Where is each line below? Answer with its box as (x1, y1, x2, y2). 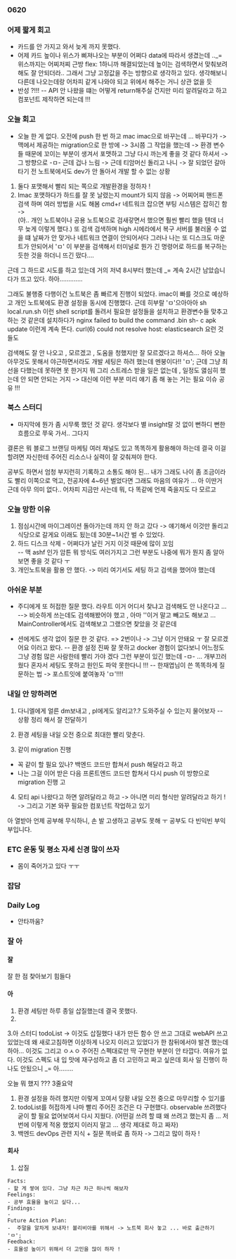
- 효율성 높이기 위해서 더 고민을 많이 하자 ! (7, 1246, 121, 1253)
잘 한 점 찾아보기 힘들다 (7, 972, 72, 981)
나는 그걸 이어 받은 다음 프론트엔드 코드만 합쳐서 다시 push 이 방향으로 (17, 768, 210, 777)
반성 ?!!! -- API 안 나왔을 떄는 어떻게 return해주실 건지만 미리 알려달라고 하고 (17, 86, 228, 95)
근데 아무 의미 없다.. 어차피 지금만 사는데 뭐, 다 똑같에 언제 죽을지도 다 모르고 (7, 485, 216, 493)
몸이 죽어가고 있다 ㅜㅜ (17, 862, 80, 870)
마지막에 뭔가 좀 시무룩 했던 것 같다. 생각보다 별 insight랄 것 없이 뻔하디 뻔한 (17, 420, 226, 428)
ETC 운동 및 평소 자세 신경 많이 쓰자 (7, 844, 120, 854)
